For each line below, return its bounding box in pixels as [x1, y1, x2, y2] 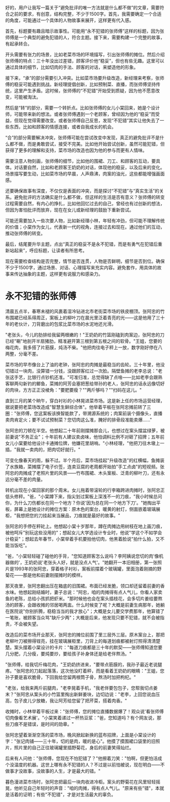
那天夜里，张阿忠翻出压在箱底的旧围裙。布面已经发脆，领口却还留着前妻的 [5, 582, 160, 589]
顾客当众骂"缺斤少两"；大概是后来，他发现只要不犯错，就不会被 [27, 614, 160, 620]
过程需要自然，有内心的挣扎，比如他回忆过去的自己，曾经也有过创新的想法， [5, 200, 165, 206]
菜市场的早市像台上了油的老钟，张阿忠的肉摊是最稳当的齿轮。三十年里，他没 [5, 361, 165, 367]
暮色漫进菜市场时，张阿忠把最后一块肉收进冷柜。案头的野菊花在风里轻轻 [5, 779, 156, 785]
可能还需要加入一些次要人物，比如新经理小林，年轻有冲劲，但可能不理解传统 [5, 218, 165, 224]
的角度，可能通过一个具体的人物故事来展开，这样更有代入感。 [5, 17, 134, 23]
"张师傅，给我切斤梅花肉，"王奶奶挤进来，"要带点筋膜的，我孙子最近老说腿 [5, 661, 162, 668]
